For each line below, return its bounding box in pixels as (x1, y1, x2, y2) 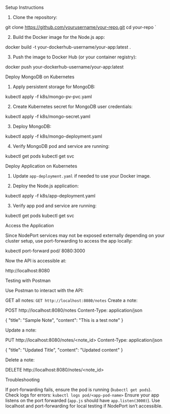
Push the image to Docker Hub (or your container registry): (12, 54, 137, 60)
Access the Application (5, 223, 54, 228)
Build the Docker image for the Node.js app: (12, 34, 105, 40)
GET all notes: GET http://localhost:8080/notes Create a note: (5, 297, 138, 303)
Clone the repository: (12, 14, 58, 20)
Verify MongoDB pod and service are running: (12, 143, 110, 149)
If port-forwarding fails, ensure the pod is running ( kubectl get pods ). (5, 386, 152, 393)
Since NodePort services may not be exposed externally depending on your (5, 232, 165, 238)
